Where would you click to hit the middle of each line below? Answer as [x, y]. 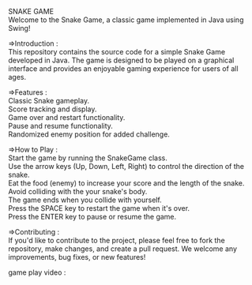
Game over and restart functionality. [67, 117]
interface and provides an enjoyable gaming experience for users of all [123, 69]
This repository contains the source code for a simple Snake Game [117, 52]
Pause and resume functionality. [60, 126]
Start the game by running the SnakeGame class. [88, 158]
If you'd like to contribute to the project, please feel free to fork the [117, 240]
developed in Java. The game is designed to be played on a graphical [121, 60]
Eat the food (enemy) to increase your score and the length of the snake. [126, 183]
